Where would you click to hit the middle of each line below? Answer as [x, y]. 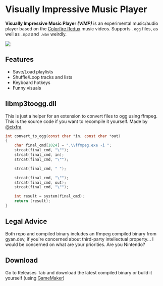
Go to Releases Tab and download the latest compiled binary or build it [79, 272]
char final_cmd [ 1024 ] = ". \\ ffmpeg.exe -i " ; [63, 145]
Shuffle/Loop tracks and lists [42, 77]
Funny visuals [27, 88]
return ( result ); [33, 201]
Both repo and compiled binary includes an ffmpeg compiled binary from [81, 233]
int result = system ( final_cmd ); [49, 196]
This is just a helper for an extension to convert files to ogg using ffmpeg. [82, 116]
